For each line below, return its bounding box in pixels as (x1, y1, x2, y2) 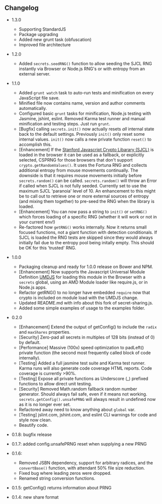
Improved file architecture (18, 41, 71, 48)
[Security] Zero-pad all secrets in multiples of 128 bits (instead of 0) (18, 334, 155, 340)
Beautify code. (18, 422, 49, 428)
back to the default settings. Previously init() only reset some (18, 131, 145, 137)
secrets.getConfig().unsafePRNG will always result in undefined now (18, 396, 156, 402)
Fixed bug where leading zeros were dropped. (18, 470, 111, 476)
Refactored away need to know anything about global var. (18, 406, 136, 413)
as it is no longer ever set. (18, 401, 71, 407)
